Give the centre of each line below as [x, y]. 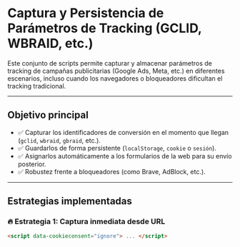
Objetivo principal [48, 115]
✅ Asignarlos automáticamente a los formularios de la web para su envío [125, 156]
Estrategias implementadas [70, 201]
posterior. [32, 164]
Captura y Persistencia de [86, 13]
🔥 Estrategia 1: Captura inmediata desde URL [86, 221]
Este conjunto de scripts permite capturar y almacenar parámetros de [110, 63]
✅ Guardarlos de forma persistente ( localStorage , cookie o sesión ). [117, 148]
